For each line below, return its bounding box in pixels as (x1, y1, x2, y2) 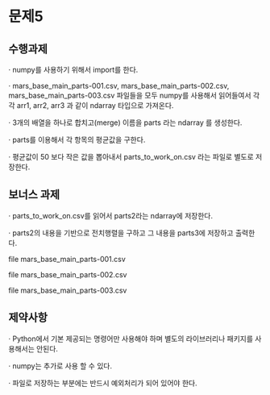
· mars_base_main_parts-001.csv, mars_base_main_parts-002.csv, (8, 81, 230, 90)
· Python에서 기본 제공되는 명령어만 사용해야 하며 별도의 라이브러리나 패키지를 (8, 334, 254, 343)
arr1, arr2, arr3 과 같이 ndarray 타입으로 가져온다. (16, 101, 174, 110)
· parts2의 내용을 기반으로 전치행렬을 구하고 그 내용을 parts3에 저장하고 (8, 227, 234, 238)
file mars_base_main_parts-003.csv (8, 285, 127, 295)
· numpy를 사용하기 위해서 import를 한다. (8, 65, 139, 74)
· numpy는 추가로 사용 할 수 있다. (8, 360, 113, 371)
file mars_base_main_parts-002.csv (8, 269, 127, 279)
